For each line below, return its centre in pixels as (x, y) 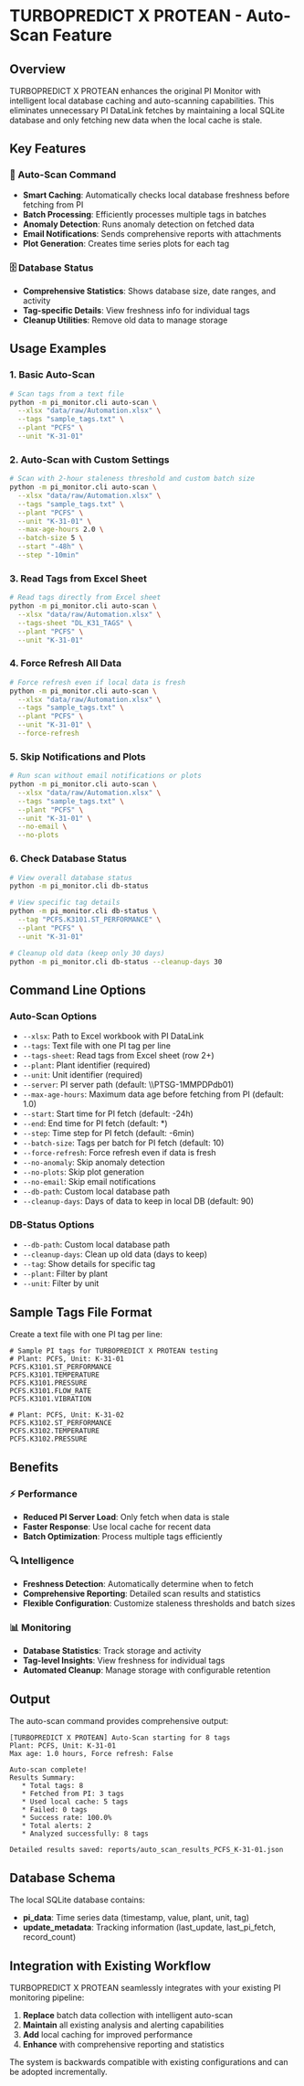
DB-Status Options (52, 1225)
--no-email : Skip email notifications (89, 1182)
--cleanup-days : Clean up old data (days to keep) (115, 1254)
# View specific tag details (65, 903)
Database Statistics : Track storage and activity (112, 1651)
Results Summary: (42, 1778)
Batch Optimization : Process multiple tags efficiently (122, 1536)
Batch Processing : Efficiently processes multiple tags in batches (144, 214)
